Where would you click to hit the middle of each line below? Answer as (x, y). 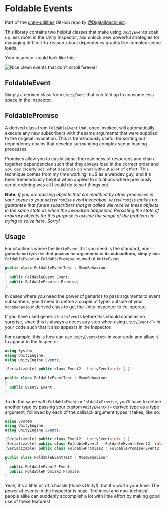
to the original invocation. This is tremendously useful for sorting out (75, 138)
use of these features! (28, 501)
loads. (11, 48)
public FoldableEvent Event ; (40, 277)
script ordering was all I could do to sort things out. (57, 185)
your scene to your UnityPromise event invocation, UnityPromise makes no (81, 200)
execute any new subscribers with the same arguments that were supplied (81, 133)
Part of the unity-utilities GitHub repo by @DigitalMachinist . (66, 22)
